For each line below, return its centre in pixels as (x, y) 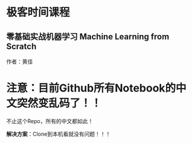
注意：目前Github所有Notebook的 (91, 88)
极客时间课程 (38, 12)
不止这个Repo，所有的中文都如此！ (50, 121)
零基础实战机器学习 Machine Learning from (88, 37)
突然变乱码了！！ (59, 103)
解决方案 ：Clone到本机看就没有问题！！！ (59, 134)
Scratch (21, 46)
